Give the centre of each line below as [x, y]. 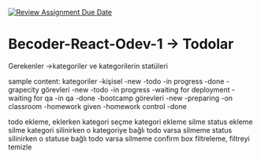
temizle [20, 147]
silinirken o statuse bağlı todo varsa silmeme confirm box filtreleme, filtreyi [129, 138]
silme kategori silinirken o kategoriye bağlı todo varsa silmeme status [120, 130]
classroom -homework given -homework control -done [97, 106]
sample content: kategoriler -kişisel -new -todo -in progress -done [116, 81]
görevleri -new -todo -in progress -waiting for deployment [135, 89]
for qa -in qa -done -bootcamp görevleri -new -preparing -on [133, 98]
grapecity [24, 89]
